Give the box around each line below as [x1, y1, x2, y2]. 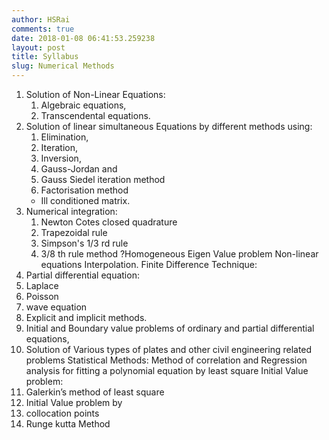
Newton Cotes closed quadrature [40, 216, 178, 228]
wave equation [25, 301, 88, 313]
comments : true [11, 24, 75, 34]
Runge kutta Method [25, 418, 111, 430]
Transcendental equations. [40, 110, 151, 121]
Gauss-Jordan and [40, 163, 118, 175]
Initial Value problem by [25, 397, 123, 408]
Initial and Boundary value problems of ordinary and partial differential [25, 322, 315, 334]
